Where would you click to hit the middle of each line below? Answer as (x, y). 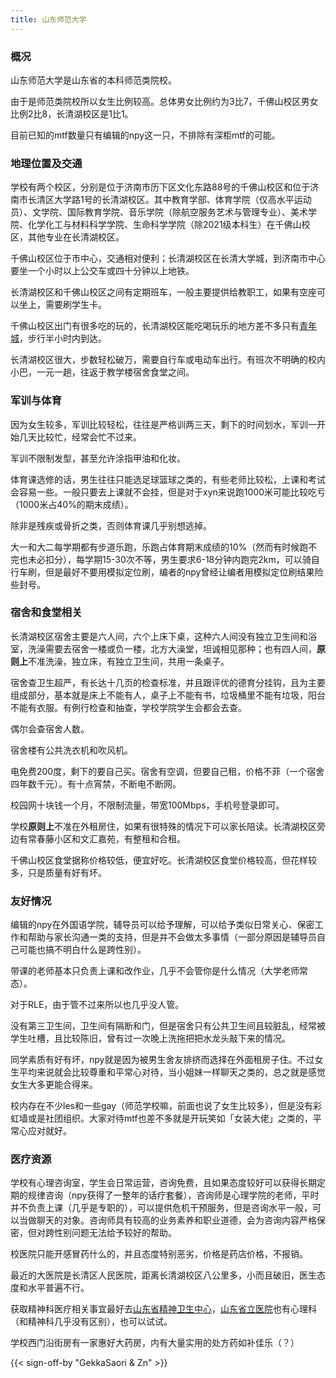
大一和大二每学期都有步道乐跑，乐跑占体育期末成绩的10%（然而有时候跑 (159, 547)
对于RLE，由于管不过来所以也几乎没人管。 (97, 1005)
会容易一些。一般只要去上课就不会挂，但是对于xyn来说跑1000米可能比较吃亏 (168, 492)
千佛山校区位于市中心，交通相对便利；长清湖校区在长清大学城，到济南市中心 (168, 258)
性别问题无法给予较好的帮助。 (115, 1233)
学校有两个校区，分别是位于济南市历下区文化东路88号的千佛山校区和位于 (160, 187)
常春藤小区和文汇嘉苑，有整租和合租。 (106, 838)
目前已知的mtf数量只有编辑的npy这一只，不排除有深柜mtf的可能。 (145, 135)
